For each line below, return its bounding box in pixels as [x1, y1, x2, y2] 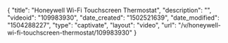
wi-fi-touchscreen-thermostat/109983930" [7, 28, 132, 37]
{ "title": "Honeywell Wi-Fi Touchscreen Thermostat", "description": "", [7, 6, 212, 14]
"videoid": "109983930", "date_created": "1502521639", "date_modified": [7, 13, 220, 22]
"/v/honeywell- [178, 21, 222, 29]
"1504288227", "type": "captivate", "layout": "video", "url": [7, 21, 177, 29]
